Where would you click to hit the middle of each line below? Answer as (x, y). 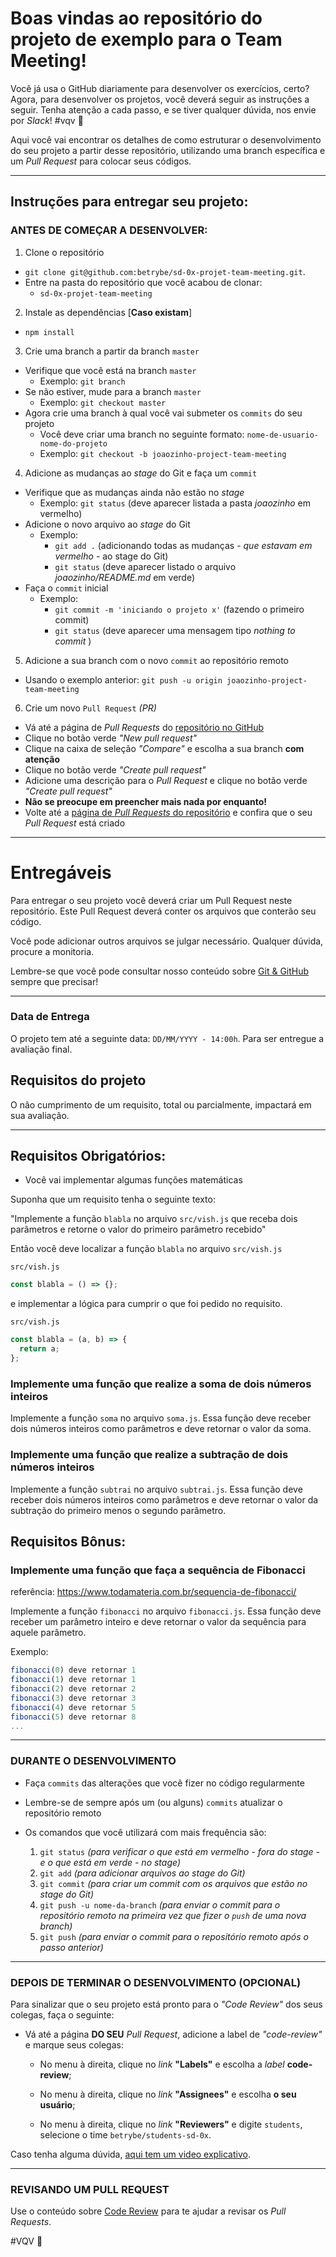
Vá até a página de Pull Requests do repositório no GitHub (144, 727)
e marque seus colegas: (74, 2044)
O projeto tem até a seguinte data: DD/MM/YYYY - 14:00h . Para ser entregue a (167, 1038)
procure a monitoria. (52, 951)
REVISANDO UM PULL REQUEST (90, 2189)
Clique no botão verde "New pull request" (111, 738)
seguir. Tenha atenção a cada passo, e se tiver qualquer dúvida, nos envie (163, 109)
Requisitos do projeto (78, 1080)
